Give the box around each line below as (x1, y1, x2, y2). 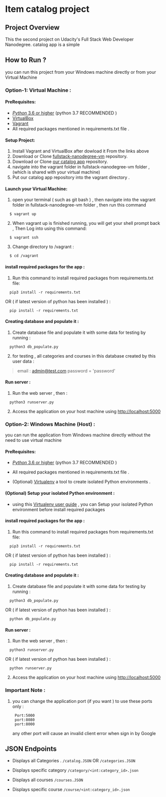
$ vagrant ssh (9, 235, 39, 240)
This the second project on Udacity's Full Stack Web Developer (5, 36, 134, 42)
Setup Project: (5, 137, 36, 143)
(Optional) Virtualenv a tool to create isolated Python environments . (12, 479, 151, 485)
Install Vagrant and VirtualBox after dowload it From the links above (12, 148, 149, 154)
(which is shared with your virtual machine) (12, 169, 100, 175)
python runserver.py (9, 666, 52, 671)
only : (12, 703, 24, 709)
